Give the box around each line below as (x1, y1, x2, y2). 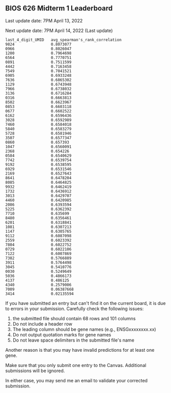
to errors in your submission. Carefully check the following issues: (5, 305, 144, 312)
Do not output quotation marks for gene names (12, 331, 111, 338)
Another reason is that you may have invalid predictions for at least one (5, 347, 155, 353)
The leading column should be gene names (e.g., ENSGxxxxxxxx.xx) (12, 326, 156, 332)
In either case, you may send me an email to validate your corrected (5, 377, 148, 383)
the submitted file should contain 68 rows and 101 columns (12, 315, 136, 321)
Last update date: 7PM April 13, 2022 (5, 17, 83, 23)
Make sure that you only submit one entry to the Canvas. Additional (5, 362, 147, 368)
